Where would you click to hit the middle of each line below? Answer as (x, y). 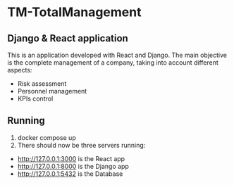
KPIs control (35, 98)
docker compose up (47, 137)
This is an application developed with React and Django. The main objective (117, 55)
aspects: (20, 70)
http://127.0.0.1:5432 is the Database (70, 174)
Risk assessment (42, 84)
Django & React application (68, 38)
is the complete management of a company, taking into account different (113, 63)
